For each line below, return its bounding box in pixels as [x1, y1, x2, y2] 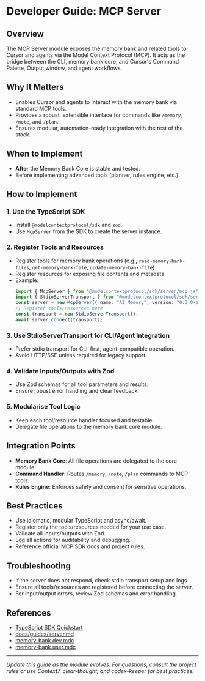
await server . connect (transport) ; [15, 316, 103, 322]
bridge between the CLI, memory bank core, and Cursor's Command [6, 58, 179, 65]
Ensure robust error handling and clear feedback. [15, 387, 139, 395]
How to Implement [6, 189, 77, 199]
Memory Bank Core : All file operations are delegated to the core [15, 457, 178, 464]
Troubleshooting [6, 560, 71, 571]
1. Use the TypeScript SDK [6, 207, 85, 215]
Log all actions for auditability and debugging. [15, 537, 131, 544]
